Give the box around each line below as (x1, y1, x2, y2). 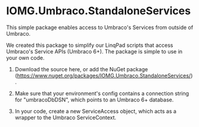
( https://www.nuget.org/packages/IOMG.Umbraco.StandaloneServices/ (14, 72, 191, 79)
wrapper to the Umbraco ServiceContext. (14, 114, 117, 121)
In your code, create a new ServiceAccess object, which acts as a (14, 107, 177, 115)
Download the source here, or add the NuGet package (14, 65, 148, 72)
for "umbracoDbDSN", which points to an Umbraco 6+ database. (14, 96, 174, 103)
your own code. (6, 54, 45, 61)
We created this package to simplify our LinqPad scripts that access (6, 42, 173, 49)
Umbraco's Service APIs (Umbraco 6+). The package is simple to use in (6, 47, 183, 55)
